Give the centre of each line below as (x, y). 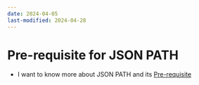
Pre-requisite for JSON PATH (93, 55)
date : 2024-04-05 (33, 14)
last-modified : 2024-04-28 (47, 20)
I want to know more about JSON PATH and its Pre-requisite (104, 74)
